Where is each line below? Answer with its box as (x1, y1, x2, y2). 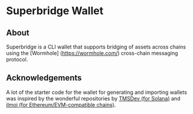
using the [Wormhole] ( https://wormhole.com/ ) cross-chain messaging (6, 50, 178, 57)
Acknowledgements (6, 73, 82, 83)
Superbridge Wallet (6, 4, 104, 18)
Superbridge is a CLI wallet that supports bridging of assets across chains (6, 43, 186, 50)
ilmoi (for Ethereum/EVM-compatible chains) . (6, 101, 116, 108)
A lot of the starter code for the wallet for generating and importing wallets (6, 89, 187, 96)
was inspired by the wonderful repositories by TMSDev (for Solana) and (6, 95, 181, 102)
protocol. (6, 56, 28, 63)
